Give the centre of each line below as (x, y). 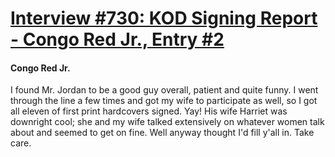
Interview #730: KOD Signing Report (164, 18)
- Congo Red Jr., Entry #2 (117, 39)
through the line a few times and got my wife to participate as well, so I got (164, 101)
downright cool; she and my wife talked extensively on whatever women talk (167, 122)
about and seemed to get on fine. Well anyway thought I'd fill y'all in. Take (162, 133)
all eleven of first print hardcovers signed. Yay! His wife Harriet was (149, 111)
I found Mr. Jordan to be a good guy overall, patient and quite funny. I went (164, 90)
